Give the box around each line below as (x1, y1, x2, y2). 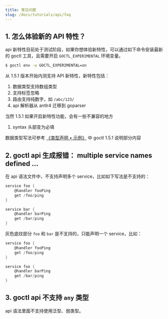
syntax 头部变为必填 (12, 124, 54, 130)
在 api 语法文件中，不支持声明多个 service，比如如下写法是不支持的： (5, 173, 150, 179)
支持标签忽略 (12, 90, 39, 96)
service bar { (5, 207, 35, 212)
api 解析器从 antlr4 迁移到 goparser (12, 102, 86, 109)
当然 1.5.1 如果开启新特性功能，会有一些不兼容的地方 (5, 113, 114, 119)
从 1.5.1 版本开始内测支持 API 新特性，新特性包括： (5, 73, 110, 79)
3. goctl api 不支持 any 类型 (5, 293, 89, 302)
